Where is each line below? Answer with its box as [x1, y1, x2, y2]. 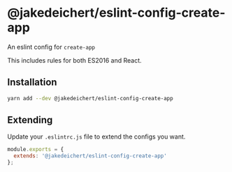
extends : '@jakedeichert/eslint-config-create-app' [13, 153, 168, 159]
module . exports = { [7, 146, 64, 153]
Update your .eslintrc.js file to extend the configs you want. [7, 132, 186, 141]
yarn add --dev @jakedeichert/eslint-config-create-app [7, 95, 173, 102]
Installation [7, 77, 57, 88]
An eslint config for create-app [7, 42, 96, 51]
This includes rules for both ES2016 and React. [7, 56, 142, 64]
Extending [7, 114, 53, 126]
